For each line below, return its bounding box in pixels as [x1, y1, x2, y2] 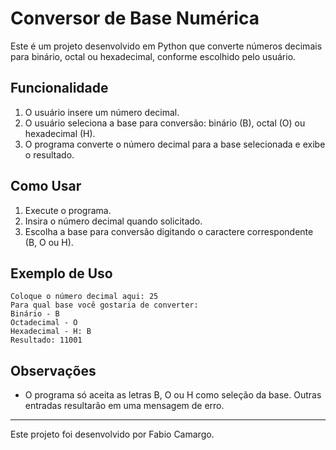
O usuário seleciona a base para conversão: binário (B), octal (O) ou [24, 117, 306, 129]
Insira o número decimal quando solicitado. [24, 215, 203, 227]
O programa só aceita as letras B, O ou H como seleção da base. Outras [24, 389, 322, 401]
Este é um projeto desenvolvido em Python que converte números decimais [10, 40, 323, 52]
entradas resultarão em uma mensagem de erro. [24, 400, 225, 412]
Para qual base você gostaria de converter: [10, 300, 199, 311]
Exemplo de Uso [10, 265, 113, 282]
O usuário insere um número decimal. [24, 106, 180, 118]
